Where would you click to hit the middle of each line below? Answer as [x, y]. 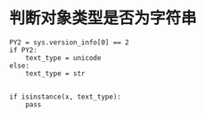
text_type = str [56, 73]
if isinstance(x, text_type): [66, 97]
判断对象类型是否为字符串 [103, 18]
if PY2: [24, 50]
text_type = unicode [63, 58]
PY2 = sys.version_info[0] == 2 [69, 42]
